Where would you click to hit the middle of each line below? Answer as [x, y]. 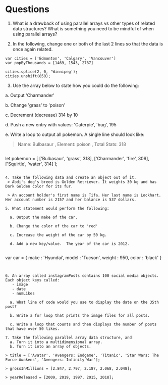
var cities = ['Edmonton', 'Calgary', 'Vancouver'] [61, 58]
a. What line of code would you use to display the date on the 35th [84, 302]
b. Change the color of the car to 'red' [54, 226]
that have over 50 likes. [32, 329]
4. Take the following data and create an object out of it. [71, 177]
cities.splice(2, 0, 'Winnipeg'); [42, 72]
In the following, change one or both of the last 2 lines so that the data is [88, 43]
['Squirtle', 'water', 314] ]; [32, 164]
